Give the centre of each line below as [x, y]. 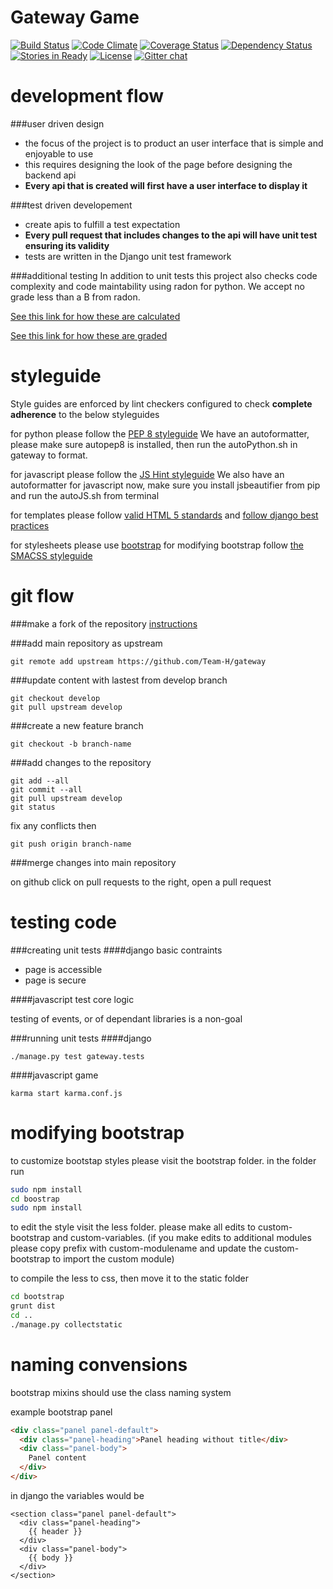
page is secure [55, 980]
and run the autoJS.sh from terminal [85, 495]
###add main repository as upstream [86, 643]
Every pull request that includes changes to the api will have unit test [171, 235]
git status [33, 807]
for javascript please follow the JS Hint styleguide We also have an [147, 474]
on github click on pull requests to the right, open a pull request [141, 882]
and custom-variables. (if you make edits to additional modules [182, 1238]
